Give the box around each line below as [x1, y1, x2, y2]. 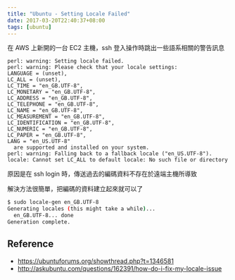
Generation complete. [7, 219, 71, 226]
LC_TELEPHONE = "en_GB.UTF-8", [7, 101, 99, 108]
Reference [7, 238, 54, 250]
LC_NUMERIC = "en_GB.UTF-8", [7, 126, 93, 133]
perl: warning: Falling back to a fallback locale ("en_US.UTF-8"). [7, 150, 212, 157]
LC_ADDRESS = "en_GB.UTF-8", [7, 95, 93, 102]
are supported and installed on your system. [13, 144, 150, 152]
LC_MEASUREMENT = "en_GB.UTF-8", [7, 114, 106, 121]
